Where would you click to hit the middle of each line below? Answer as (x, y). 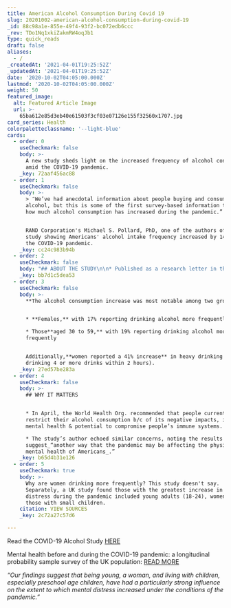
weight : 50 (23, 90)
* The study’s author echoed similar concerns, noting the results (124, 439)
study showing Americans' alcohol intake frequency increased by (121, 237)
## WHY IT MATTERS (52, 395)
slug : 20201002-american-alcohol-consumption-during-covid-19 (98, 20)
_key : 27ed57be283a (47, 369)
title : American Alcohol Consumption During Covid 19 (86, 13)
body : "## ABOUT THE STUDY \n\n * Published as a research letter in (118, 269)
